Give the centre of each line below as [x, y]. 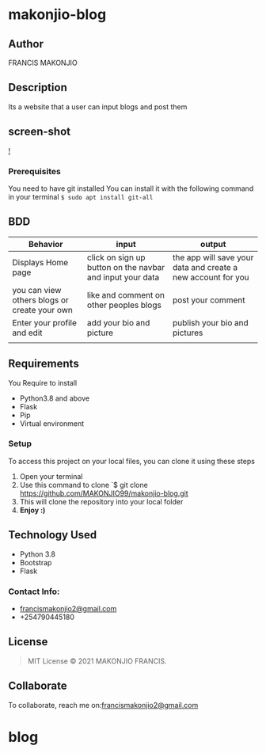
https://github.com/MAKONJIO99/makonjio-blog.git [104, 493]
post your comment [209, 300]
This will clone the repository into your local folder [101, 501]
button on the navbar [126, 267]
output [213, 244]
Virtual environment [52, 423]
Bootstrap [36, 562]
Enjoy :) [32, 510]
